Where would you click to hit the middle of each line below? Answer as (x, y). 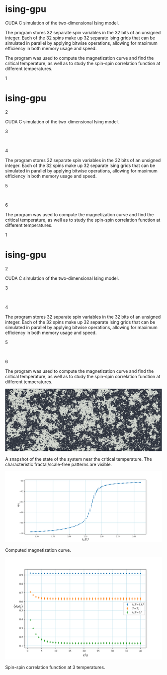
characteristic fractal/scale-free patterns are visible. (59, 464)
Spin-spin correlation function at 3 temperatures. (55, 668)
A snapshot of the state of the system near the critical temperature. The (79, 459)
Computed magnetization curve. (38, 550)
